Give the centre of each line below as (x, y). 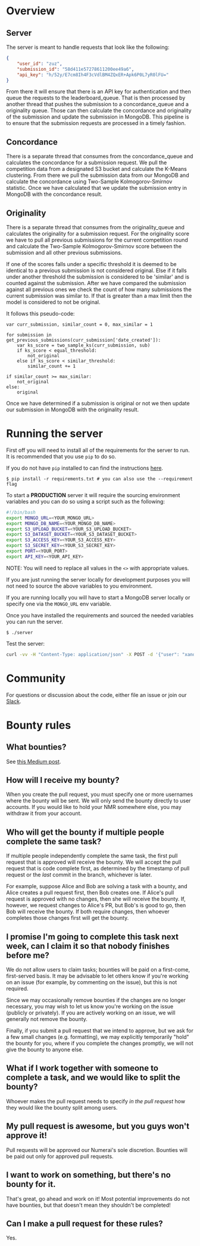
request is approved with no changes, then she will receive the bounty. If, (96, 899)
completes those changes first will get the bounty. (68, 918)
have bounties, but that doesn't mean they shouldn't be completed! (88, 1205)
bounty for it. (31, 1184)
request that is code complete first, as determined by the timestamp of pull (98, 869)
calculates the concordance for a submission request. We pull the (87, 163)
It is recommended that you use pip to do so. (61, 456)
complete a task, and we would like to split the (93, 1078)
